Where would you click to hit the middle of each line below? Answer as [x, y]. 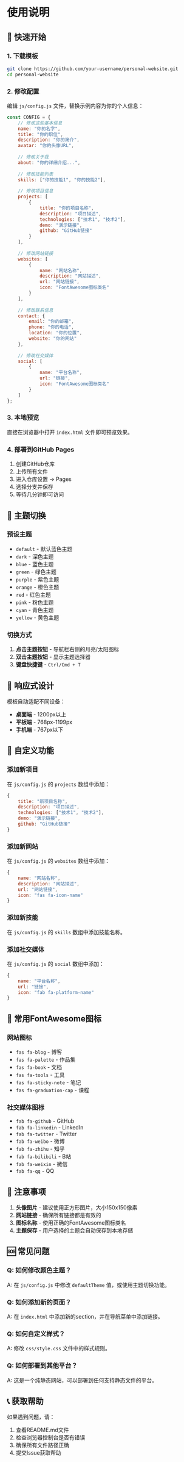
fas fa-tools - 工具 [40, 1075]
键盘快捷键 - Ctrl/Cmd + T [48, 664]
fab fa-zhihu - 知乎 [40, 1149]
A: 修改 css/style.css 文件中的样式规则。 [59, 1349]
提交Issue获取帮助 [38, 1453]
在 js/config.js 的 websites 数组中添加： [58, 861]
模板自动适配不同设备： [36, 701]
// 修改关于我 [33, 157]
